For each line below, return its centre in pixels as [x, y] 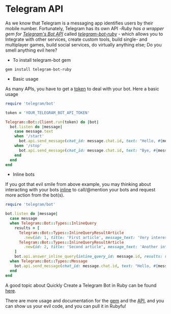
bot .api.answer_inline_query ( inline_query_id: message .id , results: [89, 257]
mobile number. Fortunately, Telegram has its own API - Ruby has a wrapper [85, 28]
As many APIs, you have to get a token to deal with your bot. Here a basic [82, 89]
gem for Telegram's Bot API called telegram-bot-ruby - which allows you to [84, 34]
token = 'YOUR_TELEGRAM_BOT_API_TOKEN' [48, 113]
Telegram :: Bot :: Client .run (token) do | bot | [52, 122]
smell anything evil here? [31, 50]
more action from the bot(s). [35, 195]
